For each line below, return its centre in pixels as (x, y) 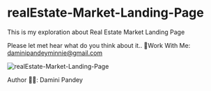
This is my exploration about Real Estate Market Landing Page (96, 32)
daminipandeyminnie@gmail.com (55, 53)
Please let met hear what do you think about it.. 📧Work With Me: (99, 45)
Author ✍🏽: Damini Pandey (45, 80)
